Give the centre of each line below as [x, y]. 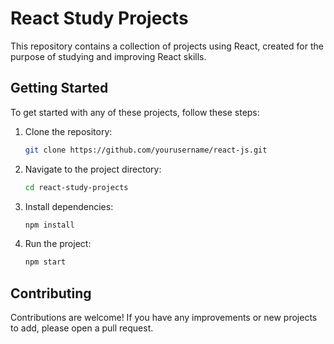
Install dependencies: [69, 206]
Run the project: [58, 244]
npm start [45, 262]
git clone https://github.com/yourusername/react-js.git [146, 150]
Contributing [51, 293]
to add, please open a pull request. [82, 328]
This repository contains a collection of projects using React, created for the [167, 46]
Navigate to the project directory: [93, 169]
